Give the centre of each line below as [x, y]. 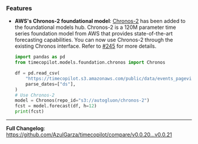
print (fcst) [29, 112]
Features [19, 8]
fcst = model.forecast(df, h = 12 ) [56, 106]
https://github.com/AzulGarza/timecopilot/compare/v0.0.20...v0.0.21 [89, 135]
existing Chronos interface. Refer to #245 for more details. [85, 46]
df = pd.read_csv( [37, 73]
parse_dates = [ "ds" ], [51, 84]
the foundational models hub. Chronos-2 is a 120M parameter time [95, 27]
